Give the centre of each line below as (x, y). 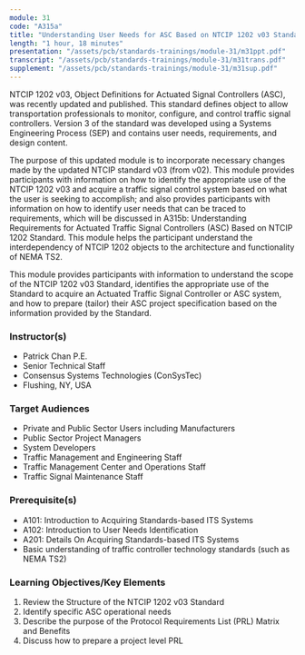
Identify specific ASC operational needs (97, 612)
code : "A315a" (36, 26)
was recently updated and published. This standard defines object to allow (149, 104)
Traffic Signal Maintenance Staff (83, 477)
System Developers (59, 448)
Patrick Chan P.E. (55, 356)
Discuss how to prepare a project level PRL (103, 640)
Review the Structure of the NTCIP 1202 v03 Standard (123, 602)
